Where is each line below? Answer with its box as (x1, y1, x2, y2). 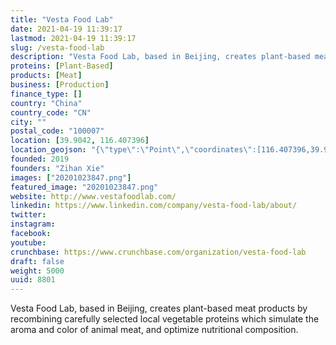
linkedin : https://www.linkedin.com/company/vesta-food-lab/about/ (10, 201, 298, 211)
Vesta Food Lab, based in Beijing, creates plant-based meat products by (10, 302, 308, 315)
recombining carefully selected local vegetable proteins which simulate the (10, 313, 320, 325)
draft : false (10, 256, 65, 266)
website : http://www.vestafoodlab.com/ (10, 191, 177, 201)
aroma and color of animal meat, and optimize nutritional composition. (10, 324, 299, 336)
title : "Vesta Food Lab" (10, 14, 114, 25)
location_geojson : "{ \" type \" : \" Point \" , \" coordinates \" (10, 145, 253, 155)
